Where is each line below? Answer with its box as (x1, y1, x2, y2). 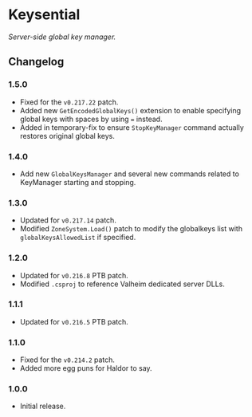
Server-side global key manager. (8, 32, 116, 41)
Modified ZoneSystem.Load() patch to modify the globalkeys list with (19, 224, 243, 234)
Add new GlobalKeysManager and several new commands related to (19, 169, 239, 179)
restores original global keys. (19, 131, 116, 140)
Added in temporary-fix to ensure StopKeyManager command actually (19, 122, 245, 132)
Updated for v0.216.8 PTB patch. (19, 270, 129, 280)
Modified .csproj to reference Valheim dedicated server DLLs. (19, 279, 225, 289)
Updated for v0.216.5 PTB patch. (19, 317, 129, 326)
